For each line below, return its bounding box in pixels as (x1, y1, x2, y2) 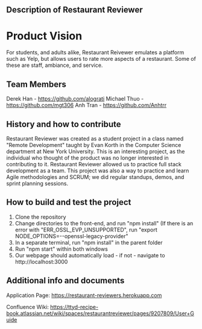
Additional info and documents (6, 275, 125, 286)
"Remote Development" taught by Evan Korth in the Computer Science (6, 141, 181, 148)
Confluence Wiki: (6, 303, 49, 310)
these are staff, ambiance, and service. (6, 61, 103, 69)
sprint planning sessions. (6, 180, 68, 187)
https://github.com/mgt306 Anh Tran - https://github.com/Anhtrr (6, 102, 167, 109)
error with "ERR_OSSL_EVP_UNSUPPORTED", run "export (14, 226, 158, 233)
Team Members (6, 79, 66, 89)
